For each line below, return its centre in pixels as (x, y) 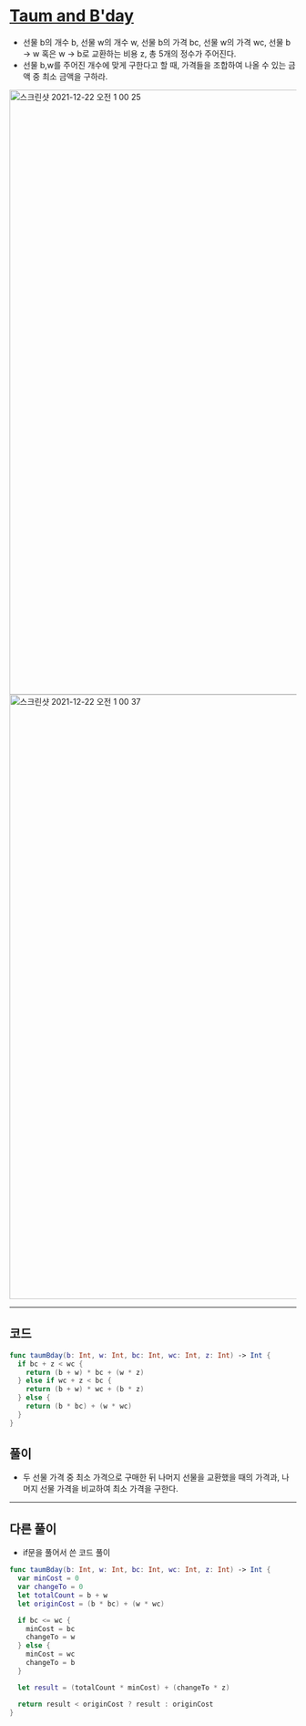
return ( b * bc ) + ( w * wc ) (79, 1406)
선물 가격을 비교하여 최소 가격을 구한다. (109, 1489)
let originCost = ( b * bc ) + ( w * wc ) (92, 1604)
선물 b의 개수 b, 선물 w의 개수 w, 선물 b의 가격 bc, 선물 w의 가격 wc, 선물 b (157, 42)
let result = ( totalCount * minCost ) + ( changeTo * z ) (124, 1688)
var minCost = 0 (48, 1578)
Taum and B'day (72, 16)
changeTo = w (51, 1638)
